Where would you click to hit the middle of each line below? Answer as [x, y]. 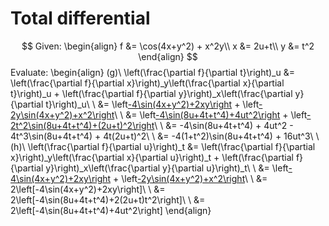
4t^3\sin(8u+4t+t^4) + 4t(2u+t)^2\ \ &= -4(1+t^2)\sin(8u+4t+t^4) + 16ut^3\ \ [165, 136]
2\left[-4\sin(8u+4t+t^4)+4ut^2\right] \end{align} [111, 210]
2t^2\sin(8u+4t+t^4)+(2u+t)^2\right [82, 125]
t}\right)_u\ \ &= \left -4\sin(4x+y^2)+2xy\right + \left [152, 104]
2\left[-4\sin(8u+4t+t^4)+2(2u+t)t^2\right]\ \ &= [108, 199]
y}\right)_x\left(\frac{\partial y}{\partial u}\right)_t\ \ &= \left [167, 168]
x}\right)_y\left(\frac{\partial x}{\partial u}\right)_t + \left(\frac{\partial [152, 157]
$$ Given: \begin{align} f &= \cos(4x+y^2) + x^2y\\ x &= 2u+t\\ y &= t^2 [168, 46]
